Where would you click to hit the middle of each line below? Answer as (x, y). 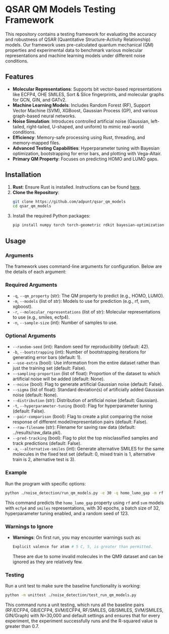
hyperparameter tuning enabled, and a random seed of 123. (67, 513)
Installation (23, 175)
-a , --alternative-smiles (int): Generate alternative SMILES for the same (88, 449)
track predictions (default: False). (47, 443)
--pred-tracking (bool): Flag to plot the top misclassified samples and (85, 438)
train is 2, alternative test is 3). (44, 460)
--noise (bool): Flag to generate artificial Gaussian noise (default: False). (88, 384)
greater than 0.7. (22, 626)
